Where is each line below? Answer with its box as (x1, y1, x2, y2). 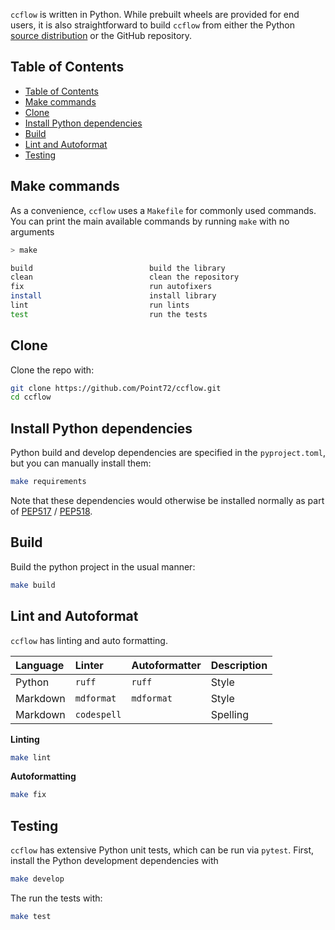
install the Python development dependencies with (10, 855, 219, 867)
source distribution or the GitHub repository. (10, 30, 193, 41)
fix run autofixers (10, 282, 213, 292)
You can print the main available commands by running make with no (10, 215, 290, 227)
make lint (10, 752, 52, 763)
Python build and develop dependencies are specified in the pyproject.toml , (10, 447, 326, 459)
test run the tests (10, 309, 208, 319)
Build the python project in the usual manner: (10, 560, 196, 573)
